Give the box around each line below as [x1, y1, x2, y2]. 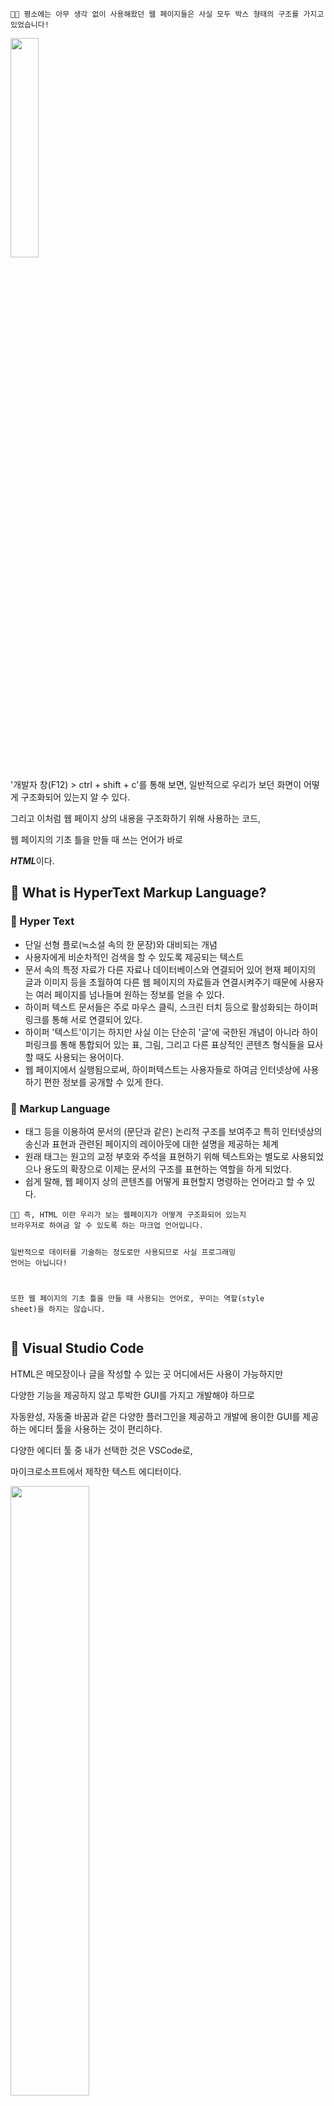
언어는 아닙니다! [10, 1258, 68, 1268]
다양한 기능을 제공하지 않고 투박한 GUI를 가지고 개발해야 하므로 [10, 1389, 256, 1401]
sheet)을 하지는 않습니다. [10, 1304, 106, 1314]
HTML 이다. [10, 855, 55, 867]
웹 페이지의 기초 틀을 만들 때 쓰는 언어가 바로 [10, 834, 184, 845]
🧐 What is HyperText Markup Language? [10, 884, 267, 902]
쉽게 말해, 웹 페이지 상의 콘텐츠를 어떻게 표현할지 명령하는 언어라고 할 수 [24, 1175, 305, 1187]
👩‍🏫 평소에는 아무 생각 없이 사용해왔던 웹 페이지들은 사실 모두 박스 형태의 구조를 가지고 [10, 9, 325, 19]
